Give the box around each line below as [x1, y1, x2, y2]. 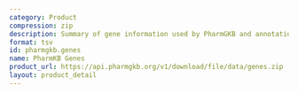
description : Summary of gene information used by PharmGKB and [9, 29, 252, 38]
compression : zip [9, 21, 74, 30]
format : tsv [9, 37, 53, 47]
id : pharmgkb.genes [9, 46, 82, 55]
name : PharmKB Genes [9, 54, 86, 63]
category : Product [9, 12, 77, 22]
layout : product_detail [9, 71, 98, 80]
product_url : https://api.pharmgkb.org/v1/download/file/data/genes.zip [9, 63, 284, 72]
